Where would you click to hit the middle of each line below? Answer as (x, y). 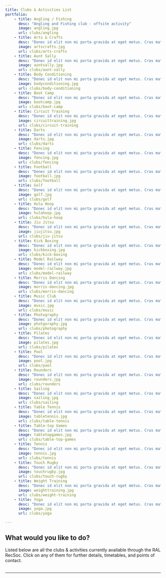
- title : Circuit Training (42, 112)
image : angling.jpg (38, 28)
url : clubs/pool (35, 366)
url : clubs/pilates (38, 347)
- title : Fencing (32, 149)
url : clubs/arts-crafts (43, 51)
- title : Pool (28, 352)
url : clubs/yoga (35, 513)
